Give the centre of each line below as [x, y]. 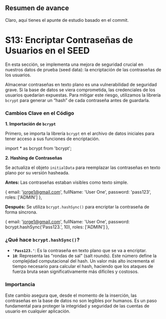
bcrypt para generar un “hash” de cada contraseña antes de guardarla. [78, 100]
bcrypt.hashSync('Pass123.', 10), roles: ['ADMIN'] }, [57, 227]
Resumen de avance [37, 8]
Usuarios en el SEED [48, 51]
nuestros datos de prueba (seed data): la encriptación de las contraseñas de [83, 69]
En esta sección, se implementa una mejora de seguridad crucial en [74, 64]
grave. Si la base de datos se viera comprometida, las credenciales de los [80, 90]
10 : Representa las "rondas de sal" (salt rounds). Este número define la [84, 256]
